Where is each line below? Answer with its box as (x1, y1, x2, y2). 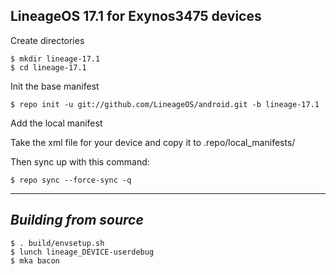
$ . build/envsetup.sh (10, 238, 105, 248)
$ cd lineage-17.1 (10, 62, 87, 73)
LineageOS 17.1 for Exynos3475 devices (10, 8, 262, 25)
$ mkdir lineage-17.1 (10, 54, 101, 64)
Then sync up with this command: (10, 155, 150, 168)
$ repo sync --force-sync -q (10, 175, 132, 185)
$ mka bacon (10, 255, 60, 266)
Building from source (10, 212, 144, 229)
